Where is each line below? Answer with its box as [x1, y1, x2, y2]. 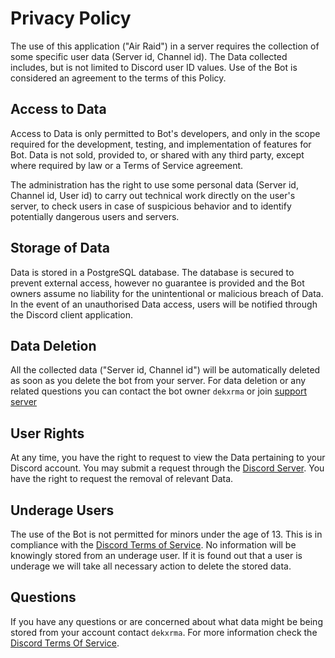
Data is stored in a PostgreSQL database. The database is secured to [10, 266, 295, 278]
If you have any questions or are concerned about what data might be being [10, 615, 323, 627]
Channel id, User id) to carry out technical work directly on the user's [10, 189, 296, 201]
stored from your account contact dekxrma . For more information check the [10, 626, 318, 638]
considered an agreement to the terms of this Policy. [10, 72, 227, 84]
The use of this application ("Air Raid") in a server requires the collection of [10, 40, 320, 52]
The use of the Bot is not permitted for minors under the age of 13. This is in [10, 528, 323, 540]
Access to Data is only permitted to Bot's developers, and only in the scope [10, 127, 321, 139]
